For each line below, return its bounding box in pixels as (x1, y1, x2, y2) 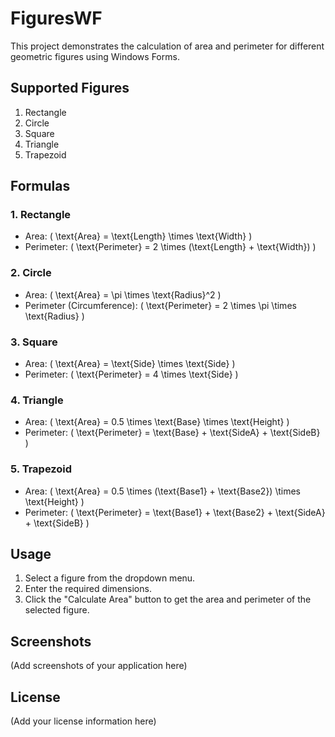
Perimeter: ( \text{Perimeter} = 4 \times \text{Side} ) (24, 368, 239, 381)
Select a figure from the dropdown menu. (24, 572, 196, 584)
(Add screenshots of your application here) (10, 660, 188, 672)
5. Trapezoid (10, 462, 73, 476)
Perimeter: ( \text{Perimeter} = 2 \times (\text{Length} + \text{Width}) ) (24, 241, 317, 253)
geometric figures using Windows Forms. (10, 50, 180, 62)
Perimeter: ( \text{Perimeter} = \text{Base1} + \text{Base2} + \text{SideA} (24, 506, 326, 518)
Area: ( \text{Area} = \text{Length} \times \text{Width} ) (24, 230, 253, 242)
